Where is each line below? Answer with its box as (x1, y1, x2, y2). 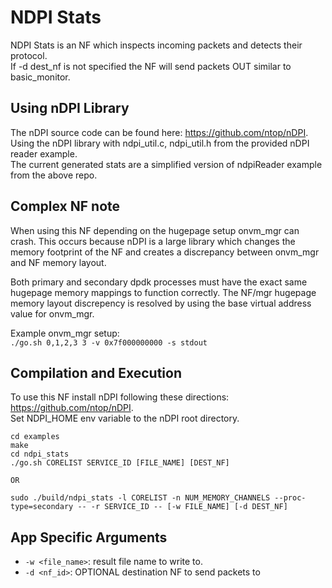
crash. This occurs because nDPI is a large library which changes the (10, 235, 296, 247)
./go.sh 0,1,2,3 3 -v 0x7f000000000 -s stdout (10, 337, 208, 348)
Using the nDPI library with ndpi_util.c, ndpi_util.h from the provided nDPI (10, 137, 310, 149)
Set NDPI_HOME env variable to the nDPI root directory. (10, 412, 240, 425)
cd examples (10, 432, 60, 442)
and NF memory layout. (10, 256, 107, 268)
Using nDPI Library (10, 100, 130, 117)
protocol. (10, 49, 48, 61)
